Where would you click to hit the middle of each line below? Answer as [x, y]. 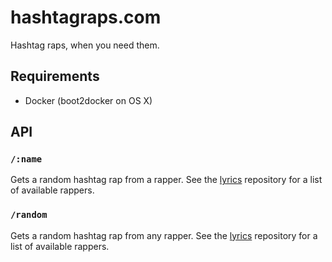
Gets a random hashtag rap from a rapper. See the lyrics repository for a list [166, 180]
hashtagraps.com [86, 17]
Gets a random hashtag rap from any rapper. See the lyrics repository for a [164, 235]
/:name [26, 159]
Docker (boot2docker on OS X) [88, 100]
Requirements [55, 76]
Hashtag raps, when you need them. [85, 45]
